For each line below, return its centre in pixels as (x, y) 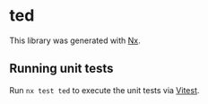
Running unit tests (61, 69)
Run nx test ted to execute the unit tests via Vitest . (104, 90)
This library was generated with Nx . (75, 40)
